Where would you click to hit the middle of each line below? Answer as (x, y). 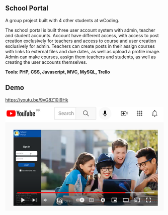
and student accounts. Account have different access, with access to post (82, 35)
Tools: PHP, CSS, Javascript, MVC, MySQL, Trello (58, 72)
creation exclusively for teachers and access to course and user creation (81, 41)
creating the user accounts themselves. (46, 62)
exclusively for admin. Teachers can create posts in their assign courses (80, 46)
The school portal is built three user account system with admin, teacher (80, 30)
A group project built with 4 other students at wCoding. (62, 20)
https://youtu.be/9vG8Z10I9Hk (37, 99)
